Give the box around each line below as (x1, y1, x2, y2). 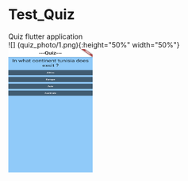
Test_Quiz (8, 6, 75, 24)
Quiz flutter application (8, 32, 83, 41)
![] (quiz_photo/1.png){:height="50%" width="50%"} (8, 40, 180, 49)
